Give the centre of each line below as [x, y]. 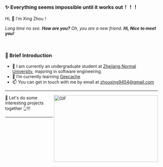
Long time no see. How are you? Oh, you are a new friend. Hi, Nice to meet [81, 28]
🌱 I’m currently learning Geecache [46, 76]
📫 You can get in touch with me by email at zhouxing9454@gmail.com [83, 82]
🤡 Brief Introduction [29, 55]
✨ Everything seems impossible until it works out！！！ [72, 7]
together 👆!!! [18, 108]
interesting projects [24, 103]
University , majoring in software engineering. [57, 71]
